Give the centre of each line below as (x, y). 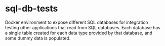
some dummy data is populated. (38, 38)
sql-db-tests (32, 9)
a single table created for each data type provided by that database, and (79, 33)
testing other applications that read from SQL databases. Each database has (83, 27)
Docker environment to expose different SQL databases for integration (77, 22)
